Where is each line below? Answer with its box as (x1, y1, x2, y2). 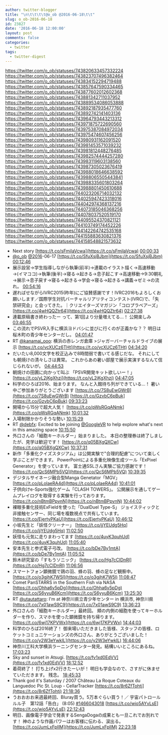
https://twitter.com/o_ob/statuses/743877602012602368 (5, 89, 122, 95)
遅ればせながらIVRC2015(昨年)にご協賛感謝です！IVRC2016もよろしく (12, 289, 157, 296)
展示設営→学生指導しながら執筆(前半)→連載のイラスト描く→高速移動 (12, 264, 155, 271)
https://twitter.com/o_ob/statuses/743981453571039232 (5, 142, 121, 149)
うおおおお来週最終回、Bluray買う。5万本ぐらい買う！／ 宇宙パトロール (12, 694, 161, 700)
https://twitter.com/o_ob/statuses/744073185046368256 (5, 206, 122, 212)
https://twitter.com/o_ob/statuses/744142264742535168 (5, 228, 121, 234)
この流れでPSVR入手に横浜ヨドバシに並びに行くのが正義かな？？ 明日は (12, 326, 161, 332)
